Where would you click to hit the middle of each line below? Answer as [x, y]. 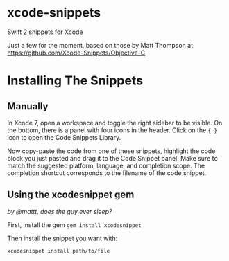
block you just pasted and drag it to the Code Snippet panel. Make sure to [113, 158]
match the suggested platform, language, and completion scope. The [106, 165]
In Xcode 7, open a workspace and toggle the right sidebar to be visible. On [115, 123]
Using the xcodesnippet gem [71, 195]
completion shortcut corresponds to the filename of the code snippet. [107, 173]
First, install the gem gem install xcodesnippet [74, 225]
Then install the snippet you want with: [62, 238]
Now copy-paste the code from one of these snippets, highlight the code [111, 151]
